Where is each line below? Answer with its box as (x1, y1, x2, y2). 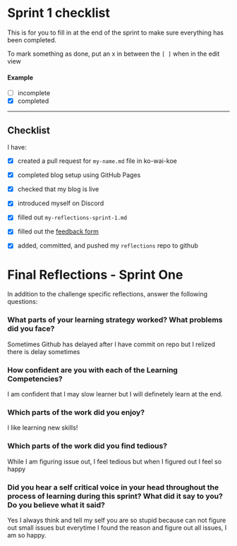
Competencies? (7, 374, 63, 384)
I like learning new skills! (7, 423, 78, 432)
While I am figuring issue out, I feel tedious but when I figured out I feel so (7, 457, 222, 466)
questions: (7, 298, 38, 306)
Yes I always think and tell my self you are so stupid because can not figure (7, 516, 226, 524)
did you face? (7, 324, 55, 334)
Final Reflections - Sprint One (7, 267, 183, 283)
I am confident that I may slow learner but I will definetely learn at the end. (7, 390, 224, 399)
